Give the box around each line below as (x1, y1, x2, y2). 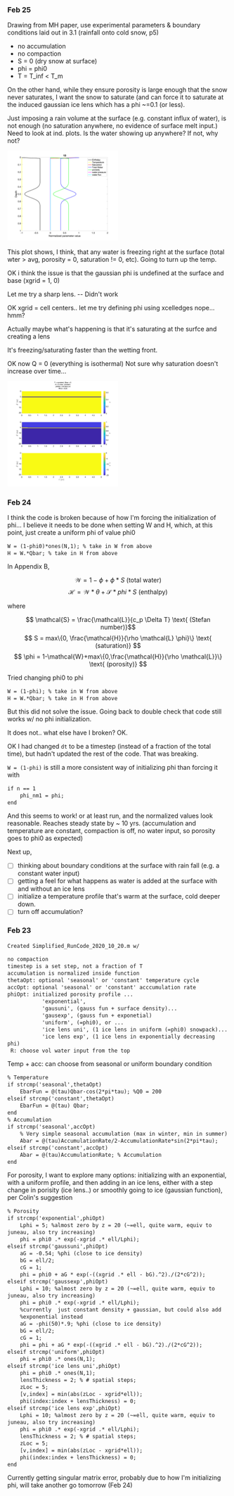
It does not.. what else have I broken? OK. (7, 728, 128, 737)
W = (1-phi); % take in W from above (7, 688, 118, 695)
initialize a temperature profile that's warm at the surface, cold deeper (17, 892, 221, 901)
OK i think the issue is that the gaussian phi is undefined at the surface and (7, 269, 224, 277)
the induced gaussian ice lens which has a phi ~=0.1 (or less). (7, 101, 186, 109)
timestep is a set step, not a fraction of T (7, 963, 143, 970)
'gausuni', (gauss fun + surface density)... (41, 1005, 178, 1012)
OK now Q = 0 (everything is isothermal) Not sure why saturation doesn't (7, 360, 219, 368)
